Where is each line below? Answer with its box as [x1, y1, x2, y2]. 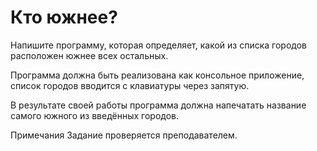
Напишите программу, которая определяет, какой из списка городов [10, 39, 308, 51]
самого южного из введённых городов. [10, 109, 180, 121]
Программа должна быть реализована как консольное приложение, [10, 69, 305, 81]
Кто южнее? [10, 6, 118, 29]
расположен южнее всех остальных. [10, 49, 169, 61]
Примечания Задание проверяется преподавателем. [10, 129, 238, 141]
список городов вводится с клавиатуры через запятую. [10, 79, 250, 91]
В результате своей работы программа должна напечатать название [10, 99, 307, 111]
